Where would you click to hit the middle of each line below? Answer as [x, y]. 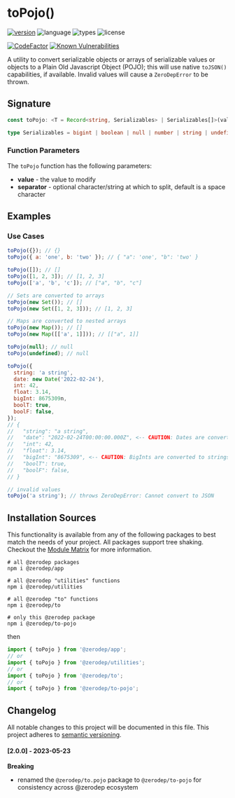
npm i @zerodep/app [36, 569]
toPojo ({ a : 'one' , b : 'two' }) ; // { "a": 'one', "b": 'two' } [103, 257]
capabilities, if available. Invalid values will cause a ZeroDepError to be [108, 74]
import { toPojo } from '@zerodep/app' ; [67, 649]
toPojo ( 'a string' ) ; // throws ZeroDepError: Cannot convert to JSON [111, 496]
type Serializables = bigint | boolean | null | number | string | [108, 132]
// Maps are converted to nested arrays [67, 321]
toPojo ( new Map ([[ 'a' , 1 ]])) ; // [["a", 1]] [73, 334]
